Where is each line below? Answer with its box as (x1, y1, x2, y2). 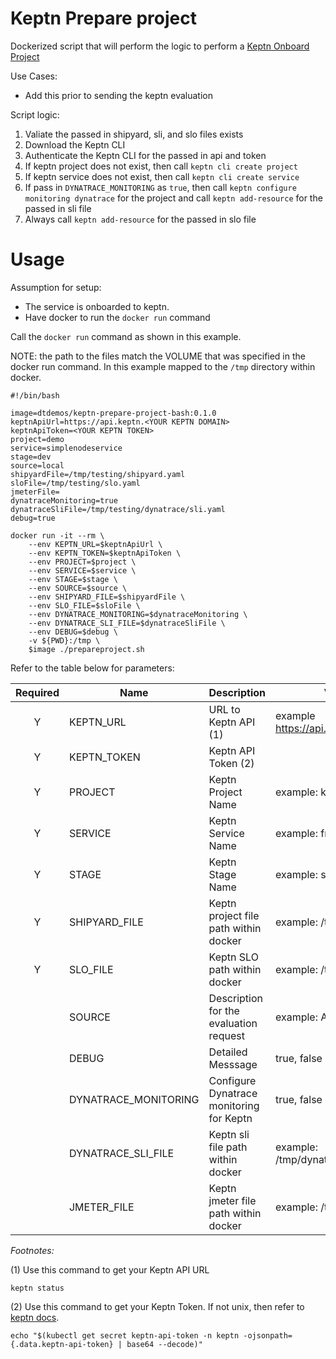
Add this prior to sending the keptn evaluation (24, 89, 214, 101)
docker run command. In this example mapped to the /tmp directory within (10, 360, 316, 372)
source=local (10, 460, 65, 471)
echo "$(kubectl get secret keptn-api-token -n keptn (10, 1330, 240, 1341)
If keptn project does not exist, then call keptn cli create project (24, 160, 298, 172)
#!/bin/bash (10, 390, 60, 401)
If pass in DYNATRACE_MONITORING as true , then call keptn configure (24, 181, 297, 193)
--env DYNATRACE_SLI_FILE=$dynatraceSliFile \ (28, 618, 226, 628)
